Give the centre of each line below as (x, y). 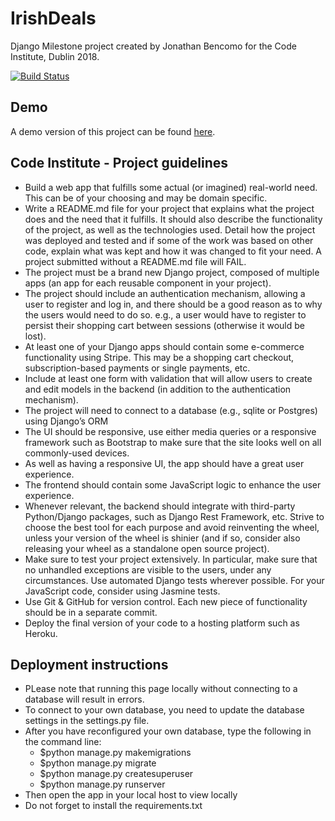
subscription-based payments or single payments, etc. (137, 368)
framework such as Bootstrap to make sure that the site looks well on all (173, 442)
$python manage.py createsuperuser (116, 774)
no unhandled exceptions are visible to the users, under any (148, 569)
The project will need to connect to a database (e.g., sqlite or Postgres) (171, 410)
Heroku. (41, 633)
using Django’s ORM (66, 421)
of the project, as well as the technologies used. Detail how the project (170, 229)
